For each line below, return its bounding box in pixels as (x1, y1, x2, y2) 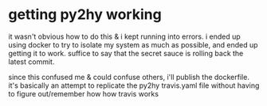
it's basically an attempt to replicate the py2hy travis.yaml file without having (8, 81, 260, 90)
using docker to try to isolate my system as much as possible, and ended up (8, 40, 258, 49)
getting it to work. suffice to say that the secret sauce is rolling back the (8, 48, 244, 58)
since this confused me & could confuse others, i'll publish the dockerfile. (8, 72, 249, 81)
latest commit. (8, 57, 55, 66)
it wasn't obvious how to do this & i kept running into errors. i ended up (8, 32, 241, 41)
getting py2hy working (8, 6, 162, 24)
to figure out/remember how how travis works (8, 89, 159, 98)
